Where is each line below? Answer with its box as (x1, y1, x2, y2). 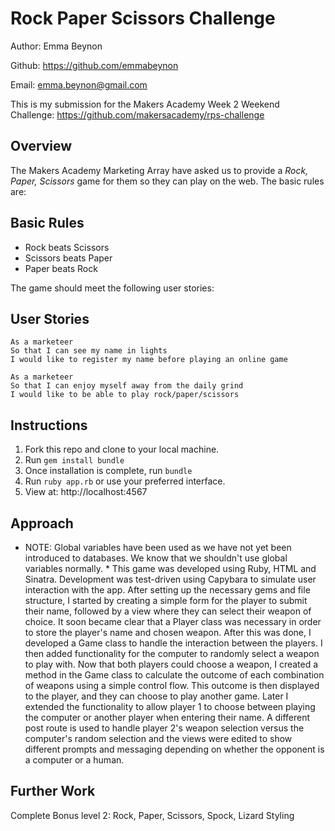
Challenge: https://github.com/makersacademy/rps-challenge (10, 108, 265, 121)
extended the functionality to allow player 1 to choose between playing (24, 701, 316, 712)
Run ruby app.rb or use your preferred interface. (24, 475, 226, 487)
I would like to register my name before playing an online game (10, 355, 288, 365)
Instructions (10, 417, 88, 434)
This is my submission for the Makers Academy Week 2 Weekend (10, 98, 280, 110)
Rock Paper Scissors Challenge (10, 7, 276, 30)
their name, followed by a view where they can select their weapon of (24, 605, 312, 617)
